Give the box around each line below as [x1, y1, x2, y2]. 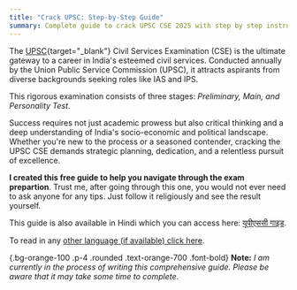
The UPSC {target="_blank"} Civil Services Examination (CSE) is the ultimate [9, 45, 286, 56]
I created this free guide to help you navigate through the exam [9, 172, 245, 182]
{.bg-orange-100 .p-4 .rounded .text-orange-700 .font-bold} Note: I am [9, 252, 270, 263]
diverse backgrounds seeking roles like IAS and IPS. [9, 73, 199, 84]
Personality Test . [9, 100, 71, 111]
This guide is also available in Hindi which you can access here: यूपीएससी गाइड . [9, 217, 287, 228]
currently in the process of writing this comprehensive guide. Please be [9, 262, 270, 272]
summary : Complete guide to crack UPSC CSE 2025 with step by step [9, 21, 263, 30]
